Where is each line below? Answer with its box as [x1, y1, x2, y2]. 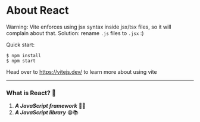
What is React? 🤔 [6, 89, 57, 97]
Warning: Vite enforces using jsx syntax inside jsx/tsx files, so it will [6, 23, 171, 30]
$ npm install [6, 52, 42, 58]
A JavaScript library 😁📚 [14, 109, 79, 116]
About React [6, 4, 70, 17]
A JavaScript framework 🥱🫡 [14, 102, 86, 110]
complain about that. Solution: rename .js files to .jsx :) [6, 29, 144, 36]
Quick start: [6, 41, 35, 48]
